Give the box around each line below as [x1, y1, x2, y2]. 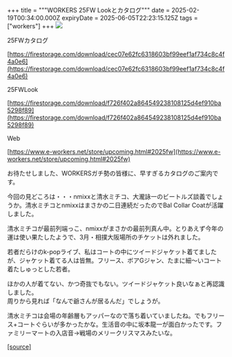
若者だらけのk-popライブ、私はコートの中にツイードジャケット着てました [7, 248, 217, 255]
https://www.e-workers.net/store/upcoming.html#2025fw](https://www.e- [9, 148, 221, 155]
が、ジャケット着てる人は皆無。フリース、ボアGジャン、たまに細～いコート [7, 256, 222, 264]
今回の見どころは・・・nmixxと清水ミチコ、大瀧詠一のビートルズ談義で [7, 193, 212, 200]
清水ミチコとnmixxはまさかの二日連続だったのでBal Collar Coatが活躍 [25, 201, 224, 209]
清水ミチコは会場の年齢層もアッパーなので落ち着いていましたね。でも [7, 311, 207, 320]
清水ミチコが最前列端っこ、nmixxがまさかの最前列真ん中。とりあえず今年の [7, 224, 224, 233]
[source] [7, 342, 32, 351]
